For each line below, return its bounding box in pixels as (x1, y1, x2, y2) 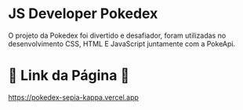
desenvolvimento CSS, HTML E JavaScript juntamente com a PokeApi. (8, 38, 236, 48)
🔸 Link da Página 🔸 (8, 67, 130, 85)
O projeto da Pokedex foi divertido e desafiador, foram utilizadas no (8, 31, 227, 40)
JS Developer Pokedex (8, 5, 158, 23)
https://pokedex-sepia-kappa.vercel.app (8, 92, 140, 102)
